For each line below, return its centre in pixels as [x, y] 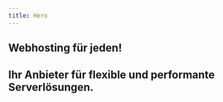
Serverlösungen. [51, 87]
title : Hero [28, 16]
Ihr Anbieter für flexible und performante [111, 75]
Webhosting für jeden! [65, 48]
